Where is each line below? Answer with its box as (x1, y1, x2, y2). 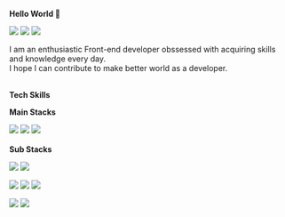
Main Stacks (9, 107, 56, 117)
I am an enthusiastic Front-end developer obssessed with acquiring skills (9, 44, 276, 54)
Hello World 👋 (9, 9, 60, 19)
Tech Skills (9, 90, 51, 100)
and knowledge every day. (9, 53, 107, 64)
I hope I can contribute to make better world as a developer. (9, 63, 228, 73)
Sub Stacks (9, 144, 52, 155)
